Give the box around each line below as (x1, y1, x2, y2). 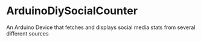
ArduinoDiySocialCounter (6, 4, 138, 18)
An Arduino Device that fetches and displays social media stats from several (6, 24, 196, 31)
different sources (6, 30, 49, 37)
